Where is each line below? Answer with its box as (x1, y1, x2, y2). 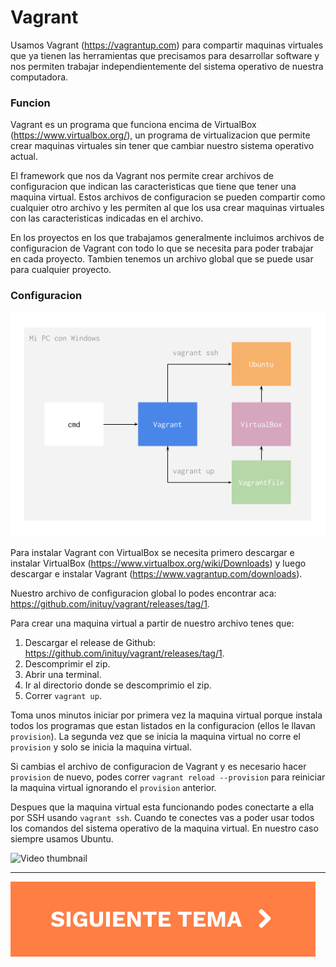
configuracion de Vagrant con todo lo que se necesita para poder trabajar (10, 242, 314, 255)
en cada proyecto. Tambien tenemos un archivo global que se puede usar (10, 253, 314, 265)
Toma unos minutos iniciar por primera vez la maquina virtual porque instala (10, 709, 323, 721)
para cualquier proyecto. (10, 264, 112, 276)
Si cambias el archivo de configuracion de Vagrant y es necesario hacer (10, 760, 307, 772)
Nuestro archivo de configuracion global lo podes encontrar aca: (10, 587, 277, 599)
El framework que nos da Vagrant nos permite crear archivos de (10, 170, 275, 182)
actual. (10, 151, 39, 163)
